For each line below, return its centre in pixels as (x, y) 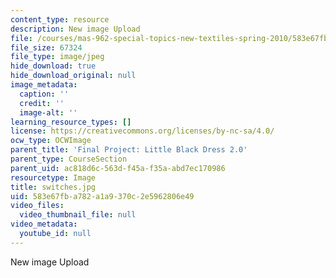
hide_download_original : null (73, 76)
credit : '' (42, 103)
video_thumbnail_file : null (78, 215)
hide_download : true (53, 66)
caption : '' (44, 94)
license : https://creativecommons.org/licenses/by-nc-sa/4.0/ (142, 131)
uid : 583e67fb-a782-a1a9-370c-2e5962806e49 (102, 196)
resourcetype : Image (53, 177)
